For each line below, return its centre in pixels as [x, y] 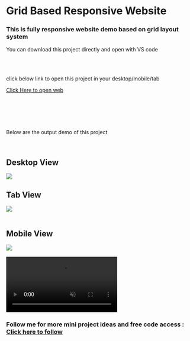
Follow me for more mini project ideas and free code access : [95, 324]
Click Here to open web [35, 90]
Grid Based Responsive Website [86, 11]
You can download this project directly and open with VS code [82, 50]
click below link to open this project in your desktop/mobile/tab [83, 79]
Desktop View [33, 162]
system [17, 37]
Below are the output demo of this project [57, 132]
